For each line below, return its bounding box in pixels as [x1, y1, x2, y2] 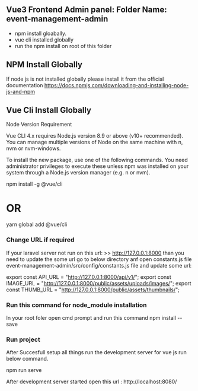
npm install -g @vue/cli [6, 180, 63, 187]
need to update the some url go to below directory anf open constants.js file [6, 255, 192, 263]
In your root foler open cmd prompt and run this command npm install [6, 314, 177, 321]
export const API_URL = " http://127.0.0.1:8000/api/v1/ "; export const [6, 273, 172, 281]
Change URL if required [6, 236, 75, 244]
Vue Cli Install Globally [6, 105, 92, 115]
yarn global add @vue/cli [6, 221, 68, 228]
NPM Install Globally [6, 59, 83, 70]
